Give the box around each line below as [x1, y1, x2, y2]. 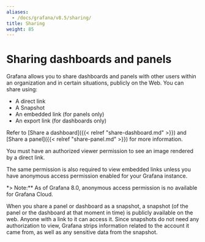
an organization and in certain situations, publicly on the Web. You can [6, 79, 184, 86]
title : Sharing [6, 20, 45, 26]
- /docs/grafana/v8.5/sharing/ [12, 15, 92, 21]
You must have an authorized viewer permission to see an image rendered [6, 148, 194, 155]
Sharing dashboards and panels [6, 53, 172, 66]
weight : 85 [6, 26, 34, 32]
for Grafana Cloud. [6, 191, 53, 198]
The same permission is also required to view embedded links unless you [6, 166, 191, 173]
